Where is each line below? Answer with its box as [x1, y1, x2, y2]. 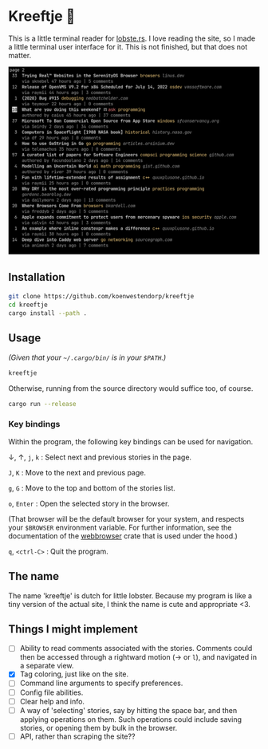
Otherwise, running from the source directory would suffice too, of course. [8, 383, 254, 393]
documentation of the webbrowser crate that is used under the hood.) [8, 530, 238, 541]
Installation [8, 270, 65, 284]
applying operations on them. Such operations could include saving [19, 714, 242, 724]
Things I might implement [8, 622, 138, 636]
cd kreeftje [8, 301, 48, 309]
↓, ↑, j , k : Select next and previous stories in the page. [8, 452, 192, 462]
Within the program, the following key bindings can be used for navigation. [8, 436, 254, 446]
